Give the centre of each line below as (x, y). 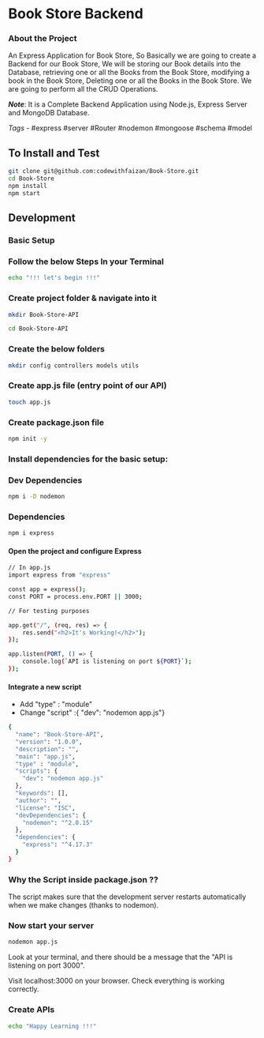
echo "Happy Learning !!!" (52, 1026)
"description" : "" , (47, 749)
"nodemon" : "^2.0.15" (58, 822)
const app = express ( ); (47, 589)
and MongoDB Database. (49, 113)
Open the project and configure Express (75, 551)
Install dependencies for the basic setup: (88, 459)
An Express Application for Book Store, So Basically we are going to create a (132, 55)
